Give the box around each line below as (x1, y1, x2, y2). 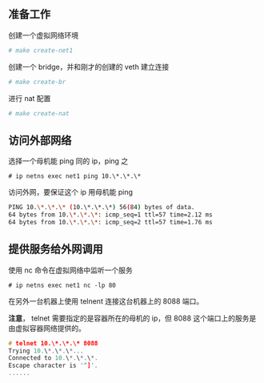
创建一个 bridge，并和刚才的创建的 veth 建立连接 (8, 62, 170, 71)
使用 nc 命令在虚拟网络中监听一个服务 (8, 265, 134, 275)
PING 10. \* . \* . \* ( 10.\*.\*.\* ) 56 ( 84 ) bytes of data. (8, 204, 195, 212)
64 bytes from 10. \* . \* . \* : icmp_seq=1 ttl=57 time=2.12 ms (8, 211, 214, 219)
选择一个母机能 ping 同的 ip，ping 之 (8, 156, 129, 166)
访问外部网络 (8, 133, 72, 147)
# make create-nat (8, 109, 70, 118)
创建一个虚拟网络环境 (8, 30, 78, 40)
